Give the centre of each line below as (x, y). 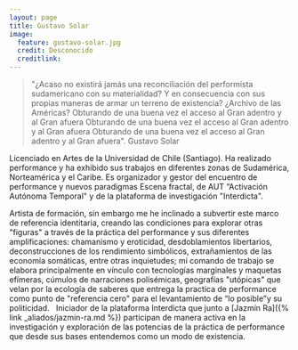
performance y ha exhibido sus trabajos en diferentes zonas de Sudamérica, (149, 167)
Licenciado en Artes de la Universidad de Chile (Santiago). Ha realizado (140, 158)
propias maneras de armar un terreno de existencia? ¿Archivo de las (156, 103)
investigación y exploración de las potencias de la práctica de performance (147, 327)
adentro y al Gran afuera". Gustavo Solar (105, 141)
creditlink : (40, 59)
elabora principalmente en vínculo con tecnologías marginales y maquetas (145, 270)
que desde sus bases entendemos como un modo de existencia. (128, 336)
